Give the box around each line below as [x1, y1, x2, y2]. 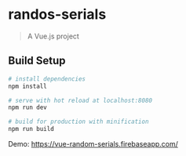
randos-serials [8, 5, 107, 24]
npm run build [8, 125, 55, 133]
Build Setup [8, 54, 66, 67]
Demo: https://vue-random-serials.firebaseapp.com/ [8, 140, 179, 148]
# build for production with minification [8, 118, 149, 126]
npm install [8, 82, 47, 90]
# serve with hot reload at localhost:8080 [8, 96, 153, 104]
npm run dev [8, 103, 47, 111]
